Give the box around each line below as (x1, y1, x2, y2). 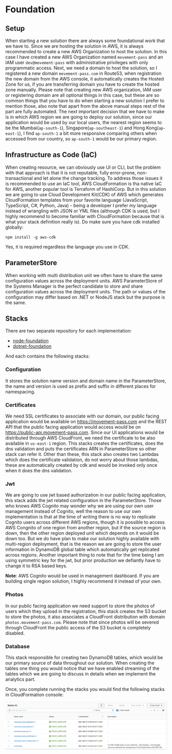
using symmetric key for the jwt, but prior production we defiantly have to (5, 558, 161, 564)
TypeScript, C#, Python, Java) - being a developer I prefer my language (5, 202, 157, 208)
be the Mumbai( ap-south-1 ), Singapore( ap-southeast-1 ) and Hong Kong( (5, 125, 159, 131)
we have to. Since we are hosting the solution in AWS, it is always (5, 43, 144, 49)
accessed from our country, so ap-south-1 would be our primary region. (5, 136, 158, 142)
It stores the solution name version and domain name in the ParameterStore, (5, 378, 166, 384)
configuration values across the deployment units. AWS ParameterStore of (5, 277, 163, 284)
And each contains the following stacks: (5, 353, 90, 360)
